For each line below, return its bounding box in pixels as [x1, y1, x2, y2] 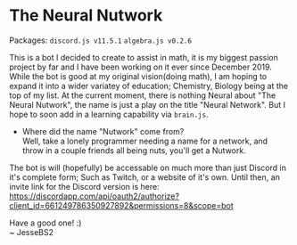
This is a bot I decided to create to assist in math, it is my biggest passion [9, 52, 278, 62]
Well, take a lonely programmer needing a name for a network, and [21, 135, 268, 146]
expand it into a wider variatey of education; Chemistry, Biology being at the [9, 80, 289, 91]
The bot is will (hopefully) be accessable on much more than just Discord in [9, 162, 287, 173]
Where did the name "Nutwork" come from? [21, 126, 185, 136]
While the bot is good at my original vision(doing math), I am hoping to [9, 70, 268, 81]
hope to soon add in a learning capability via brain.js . [9, 109, 209, 119]
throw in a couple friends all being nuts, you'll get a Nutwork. [21, 144, 247, 156]
